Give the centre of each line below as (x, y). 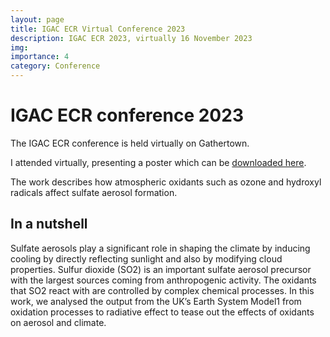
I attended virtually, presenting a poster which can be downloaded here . (158, 162)
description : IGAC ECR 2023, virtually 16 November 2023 (131, 38)
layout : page (37, 19)
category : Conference (55, 66)
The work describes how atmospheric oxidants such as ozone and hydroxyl (166, 182)
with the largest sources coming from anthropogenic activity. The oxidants (163, 280)
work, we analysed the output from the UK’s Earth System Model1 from (156, 301)
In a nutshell (49, 224)
